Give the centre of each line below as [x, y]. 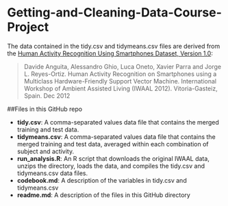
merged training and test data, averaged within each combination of [113, 144]
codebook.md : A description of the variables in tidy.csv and [102, 180]
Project [28, 27]
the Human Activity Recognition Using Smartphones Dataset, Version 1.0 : [110, 53]
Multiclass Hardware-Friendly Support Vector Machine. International [120, 81]
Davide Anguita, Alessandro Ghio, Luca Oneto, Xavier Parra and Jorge [122, 66]
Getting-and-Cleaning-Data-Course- [115, 13]
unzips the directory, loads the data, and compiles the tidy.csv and [111, 166]
